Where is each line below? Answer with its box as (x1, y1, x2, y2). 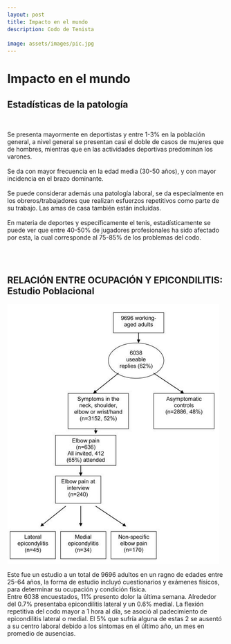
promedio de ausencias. (7, 629, 76, 637)
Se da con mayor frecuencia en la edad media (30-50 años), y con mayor (7, 167, 216, 176)
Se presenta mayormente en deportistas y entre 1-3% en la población (7, 130, 205, 138)
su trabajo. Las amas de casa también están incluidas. (7, 204, 161, 213)
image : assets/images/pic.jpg (7, 40, 95, 48)
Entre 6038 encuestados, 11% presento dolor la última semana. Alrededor (7, 592, 216, 600)
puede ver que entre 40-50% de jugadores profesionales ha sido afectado (7, 226, 220, 235)
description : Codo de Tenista (7, 26, 95, 33)
